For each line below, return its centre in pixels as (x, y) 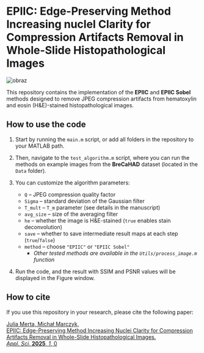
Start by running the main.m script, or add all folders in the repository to (104, 139)
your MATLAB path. (40, 146)
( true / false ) (40, 240)
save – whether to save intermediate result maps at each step (101, 233)
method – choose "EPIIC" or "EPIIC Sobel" (77, 246)
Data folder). (31, 170)
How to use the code (46, 125)
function (44, 259)
